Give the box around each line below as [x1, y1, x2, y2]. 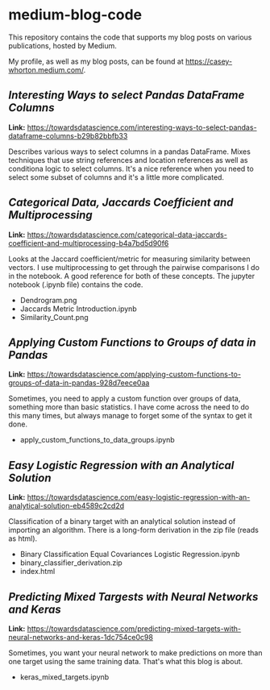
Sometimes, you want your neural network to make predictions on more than [8, 648, 263, 658]
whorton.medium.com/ [8, 64, 84, 74]
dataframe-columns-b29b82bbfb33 [8, 131, 128, 140]
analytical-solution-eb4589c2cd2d [8, 501, 125, 511]
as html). [8, 534, 38, 543]
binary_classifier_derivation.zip [19, 558, 123, 567]
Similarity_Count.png [19, 312, 89, 322]
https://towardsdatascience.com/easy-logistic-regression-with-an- [27, 493, 251, 502]
